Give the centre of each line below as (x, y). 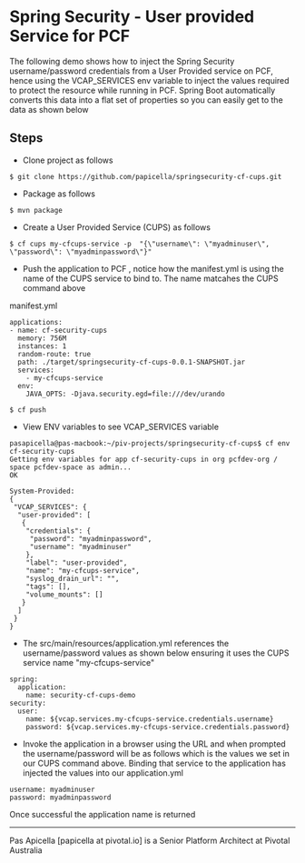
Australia (26, 850)
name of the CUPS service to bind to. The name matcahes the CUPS (150, 278)
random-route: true (54, 354)
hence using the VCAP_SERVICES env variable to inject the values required (149, 80)
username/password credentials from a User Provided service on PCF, (142, 71)
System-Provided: (42, 491)
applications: (36, 322)
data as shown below (49, 109)
